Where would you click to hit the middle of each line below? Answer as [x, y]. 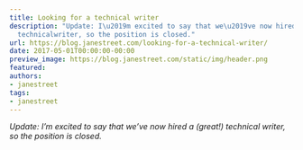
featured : [28, 68]
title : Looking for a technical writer [84, 18]
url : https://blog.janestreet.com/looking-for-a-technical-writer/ [139, 43]
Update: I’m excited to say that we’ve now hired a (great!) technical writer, [147, 127]
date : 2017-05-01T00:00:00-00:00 [72, 51]
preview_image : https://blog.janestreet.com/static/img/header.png [139, 59]
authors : [26, 76]
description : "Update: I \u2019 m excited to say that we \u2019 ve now [141, 26]
